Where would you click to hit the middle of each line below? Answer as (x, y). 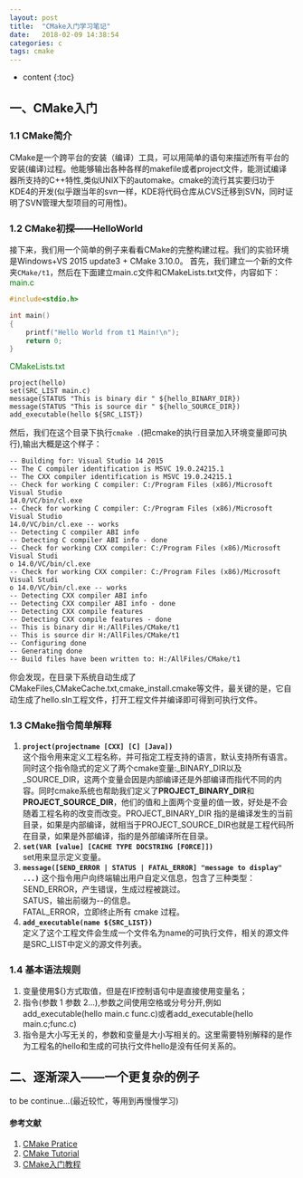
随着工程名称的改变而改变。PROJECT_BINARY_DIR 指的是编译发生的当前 (158, 813)
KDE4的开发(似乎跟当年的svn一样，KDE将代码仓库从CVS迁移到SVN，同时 (147, 191)
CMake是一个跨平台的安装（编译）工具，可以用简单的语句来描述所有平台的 (149, 157)
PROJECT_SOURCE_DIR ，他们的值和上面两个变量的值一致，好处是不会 (155, 801)
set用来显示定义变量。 (64, 857)
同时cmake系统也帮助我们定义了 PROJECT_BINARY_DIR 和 (147, 790)
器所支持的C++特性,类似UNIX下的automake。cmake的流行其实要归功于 (142, 180)
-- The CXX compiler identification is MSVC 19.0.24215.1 (121, 477)
